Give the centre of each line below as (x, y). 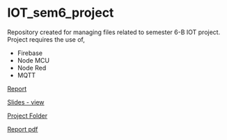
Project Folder (27, 116)
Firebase (30, 53)
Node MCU (33, 60)
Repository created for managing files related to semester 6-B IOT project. (114, 32)
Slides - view (26, 102)
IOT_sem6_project (61, 13)
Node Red (32, 68)
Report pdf (23, 129)
